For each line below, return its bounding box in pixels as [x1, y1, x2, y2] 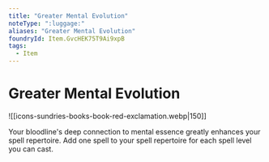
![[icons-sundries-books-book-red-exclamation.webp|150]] [8, 111, 207, 121]
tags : [8, 42, 27, 50]
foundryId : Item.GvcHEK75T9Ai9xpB [8, 34, 126, 43]
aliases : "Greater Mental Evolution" [8, 27, 136, 35]
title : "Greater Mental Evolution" [8, 11, 129, 20]
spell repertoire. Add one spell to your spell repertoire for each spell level [8, 135, 252, 145]
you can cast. [8, 143, 54, 154]
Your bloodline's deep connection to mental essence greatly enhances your [8, 126, 261, 136]
